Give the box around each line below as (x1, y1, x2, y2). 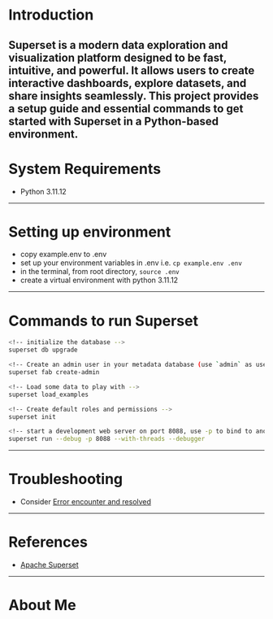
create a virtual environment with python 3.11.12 (19, 275, 179, 286)
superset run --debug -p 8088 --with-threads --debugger (8, 435, 206, 443)
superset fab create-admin (8, 368, 100, 377)
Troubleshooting (8, 470, 123, 489)
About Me (8, 596, 76, 615)
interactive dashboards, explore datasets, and (8, 76, 247, 90)
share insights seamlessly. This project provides (8, 89, 259, 102)
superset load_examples (8, 390, 89, 399)
